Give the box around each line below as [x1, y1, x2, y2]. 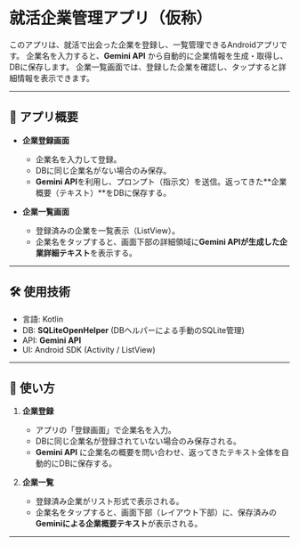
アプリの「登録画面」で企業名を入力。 [35, 425, 176, 436]
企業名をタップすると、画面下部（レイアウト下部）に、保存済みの [35, 507, 278, 517]
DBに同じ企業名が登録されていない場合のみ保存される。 [35, 436, 242, 446]
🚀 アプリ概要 [9, 110, 78, 125]
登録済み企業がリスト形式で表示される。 [35, 496, 184, 507]
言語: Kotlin [21, 314, 64, 324]
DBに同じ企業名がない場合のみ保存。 [35, 165, 172, 175]
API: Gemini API [21, 335, 82, 346]
